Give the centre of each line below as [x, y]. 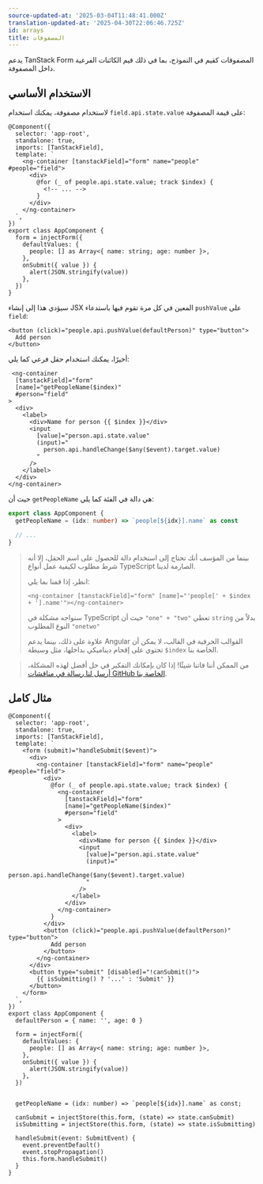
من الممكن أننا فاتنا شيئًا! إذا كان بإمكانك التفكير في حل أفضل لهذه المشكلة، [138, 664]
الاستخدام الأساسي [50, 93]
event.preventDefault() [62, 1145]
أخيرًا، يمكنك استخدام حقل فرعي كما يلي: [69, 359]
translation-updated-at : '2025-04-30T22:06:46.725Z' [97, 23]
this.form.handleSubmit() [65, 1159]
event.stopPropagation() [63, 1152]
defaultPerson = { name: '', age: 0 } [79, 1021]
